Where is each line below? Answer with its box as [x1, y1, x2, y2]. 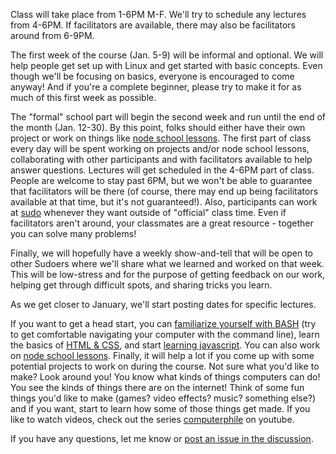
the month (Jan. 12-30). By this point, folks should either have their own [10, 122, 306, 133]
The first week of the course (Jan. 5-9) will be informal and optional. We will [10, 49, 324, 61]
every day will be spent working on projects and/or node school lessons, [10, 143, 310, 154]
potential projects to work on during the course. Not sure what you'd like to [10, 360, 320, 372]
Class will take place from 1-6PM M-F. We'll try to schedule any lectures [10, 9, 307, 20]
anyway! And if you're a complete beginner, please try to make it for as [10, 81, 302, 93]
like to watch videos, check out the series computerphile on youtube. [10, 414, 295, 425]
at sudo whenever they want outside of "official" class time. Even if [10, 207, 287, 218]
